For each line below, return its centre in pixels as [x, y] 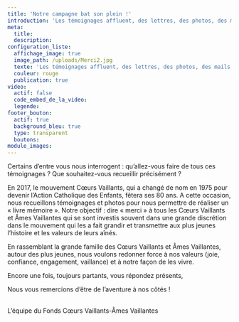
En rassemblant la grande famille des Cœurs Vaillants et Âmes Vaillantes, [115, 247]
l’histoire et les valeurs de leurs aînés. [63, 233]
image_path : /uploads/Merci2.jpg [63, 60]
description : [33, 41]
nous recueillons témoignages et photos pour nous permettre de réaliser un [118, 203]
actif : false [33, 93]
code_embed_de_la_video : [51, 100]
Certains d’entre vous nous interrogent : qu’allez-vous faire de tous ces [111, 166]
